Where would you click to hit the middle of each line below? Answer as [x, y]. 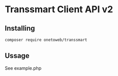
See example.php [23, 68]
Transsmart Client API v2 [59, 9]
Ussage [17, 56]
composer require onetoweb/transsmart [46, 40]
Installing [20, 28]
